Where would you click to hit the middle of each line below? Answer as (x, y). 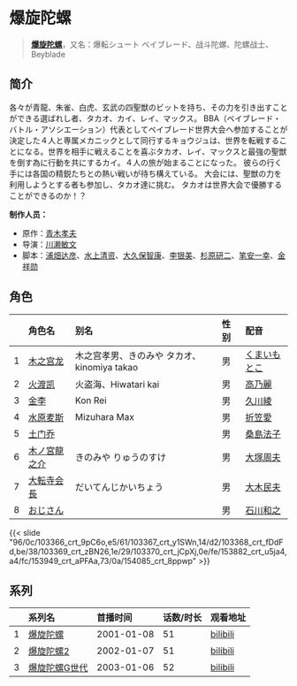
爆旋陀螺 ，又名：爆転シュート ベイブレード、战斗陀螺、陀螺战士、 (152, 44)
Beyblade (48, 54)
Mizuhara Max (104, 416)
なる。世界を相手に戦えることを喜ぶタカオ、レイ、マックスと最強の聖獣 (156, 151)
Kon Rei (91, 400)
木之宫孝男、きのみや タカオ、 (138, 355)
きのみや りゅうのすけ (120, 457)
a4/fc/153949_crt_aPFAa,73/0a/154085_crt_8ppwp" (103, 560)
